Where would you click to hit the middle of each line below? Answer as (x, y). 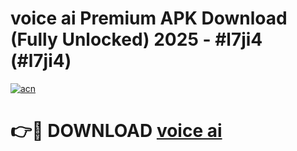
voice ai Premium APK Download (149, 18)
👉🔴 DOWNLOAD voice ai (116, 131)
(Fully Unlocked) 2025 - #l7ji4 (136, 39)
